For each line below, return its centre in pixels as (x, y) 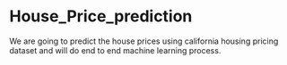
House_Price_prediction (101, 16)
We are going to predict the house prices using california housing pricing (144, 41)
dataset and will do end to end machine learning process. (115, 50)
